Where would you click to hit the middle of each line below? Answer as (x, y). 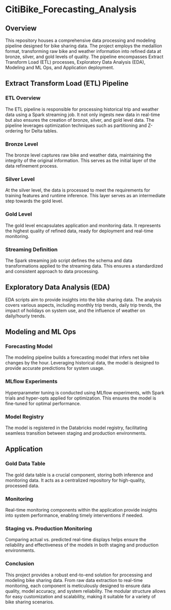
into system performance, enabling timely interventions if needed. (74, 515)
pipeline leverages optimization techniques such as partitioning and (76, 125)
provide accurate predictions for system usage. (55, 368)
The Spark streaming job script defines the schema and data (69, 260)
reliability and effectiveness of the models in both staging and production (82, 545)
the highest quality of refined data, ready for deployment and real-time (79, 231)
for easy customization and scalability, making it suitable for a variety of (81, 596)
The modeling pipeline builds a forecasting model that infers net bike (77, 357)
